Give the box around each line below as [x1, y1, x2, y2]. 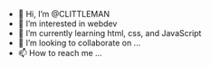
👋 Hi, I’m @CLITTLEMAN [17, 9, 110, 19]
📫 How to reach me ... [17, 48, 102, 58]
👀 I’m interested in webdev [17, 18, 118, 29]
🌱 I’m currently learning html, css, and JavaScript [17, 28, 202, 38]
